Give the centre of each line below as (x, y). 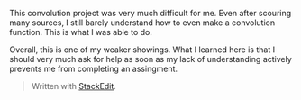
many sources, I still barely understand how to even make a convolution (142, 23)
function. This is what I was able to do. (81, 32)
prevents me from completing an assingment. (94, 68)
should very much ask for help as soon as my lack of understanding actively (151, 59)
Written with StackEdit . (74, 86)
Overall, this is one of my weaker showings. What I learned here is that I (142, 50)
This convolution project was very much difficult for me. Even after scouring (150, 13)
